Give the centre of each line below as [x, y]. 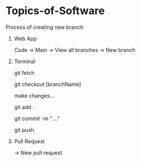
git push [24, 130]
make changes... [34, 95]
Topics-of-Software [55, 11]
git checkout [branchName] [47, 84]
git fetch [24, 72]
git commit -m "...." [37, 118]
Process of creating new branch [45, 27]
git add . [24, 107]
